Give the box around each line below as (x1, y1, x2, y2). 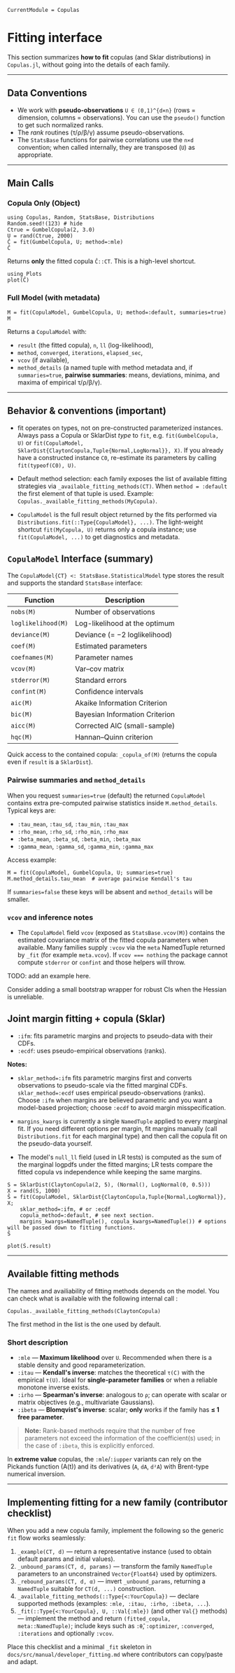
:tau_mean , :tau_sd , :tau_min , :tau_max (17, 819, 129, 828)
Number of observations (74, 607, 155, 617)
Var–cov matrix (74, 664, 124, 674)
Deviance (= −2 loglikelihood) (74, 630, 173, 640)
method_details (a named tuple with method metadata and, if (17, 363, 193, 371)
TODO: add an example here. (7, 971, 91, 980)
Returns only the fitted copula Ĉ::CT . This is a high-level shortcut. (7, 257, 196, 265)
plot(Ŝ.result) (7, 1242, 52, 1249)
